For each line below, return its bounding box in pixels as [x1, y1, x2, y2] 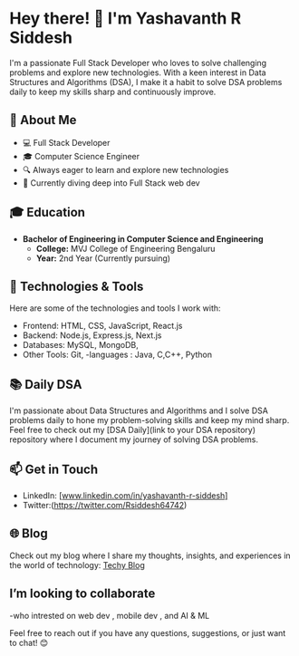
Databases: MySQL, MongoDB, [22, 340, 139, 351]
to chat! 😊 [9, 637, 49, 648]
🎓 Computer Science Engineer [22, 150, 140, 161]
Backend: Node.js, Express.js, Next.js [22, 330, 162, 341]
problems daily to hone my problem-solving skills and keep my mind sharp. [9, 415, 290, 426]
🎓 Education [9, 205, 86, 220]
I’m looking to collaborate [9, 586, 156, 602]
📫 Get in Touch [9, 461, 99, 477]
